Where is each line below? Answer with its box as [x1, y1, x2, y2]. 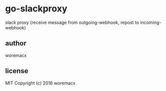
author [5, 39, 26, 48]
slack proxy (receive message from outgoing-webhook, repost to [5, 19, 139, 25]
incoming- [139, 19, 161, 25]
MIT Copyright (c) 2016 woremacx [5, 80, 76, 86]
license [5, 67, 28, 75]
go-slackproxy [5, 3, 67, 14]
